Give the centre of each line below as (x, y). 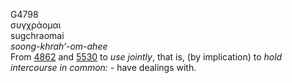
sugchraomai (37, 35)
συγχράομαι (36, 25)
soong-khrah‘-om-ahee (59, 46)
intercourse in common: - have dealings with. (103, 67)
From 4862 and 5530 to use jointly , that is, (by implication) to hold (146, 57)
